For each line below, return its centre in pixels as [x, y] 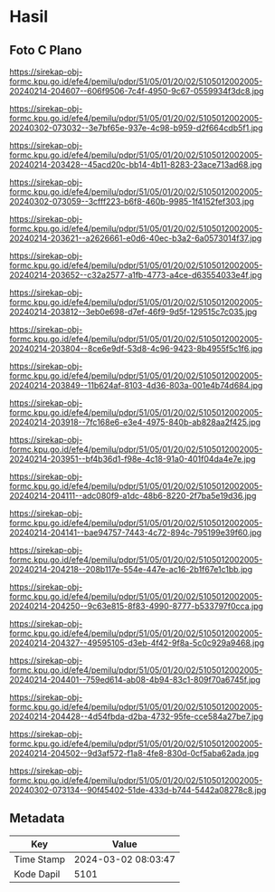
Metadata [37, 818]
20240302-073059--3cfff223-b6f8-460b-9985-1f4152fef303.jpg [132, 201]
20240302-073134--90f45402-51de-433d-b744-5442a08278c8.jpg [138, 790]
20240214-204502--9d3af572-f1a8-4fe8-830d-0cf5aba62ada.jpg [134, 753]
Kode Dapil [37, 874]
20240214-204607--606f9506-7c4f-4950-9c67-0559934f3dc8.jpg [137, 91]
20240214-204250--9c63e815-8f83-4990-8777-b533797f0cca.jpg [137, 606]
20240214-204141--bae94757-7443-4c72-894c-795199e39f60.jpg [136, 532]
